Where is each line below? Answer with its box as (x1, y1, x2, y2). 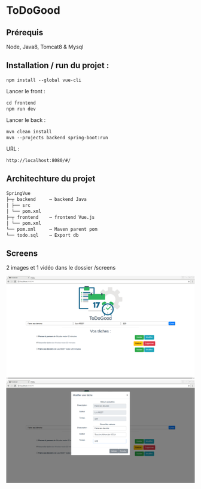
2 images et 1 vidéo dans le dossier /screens (6, 264, 116, 271)
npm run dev (6, 106, 36, 112)
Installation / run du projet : (6, 60, 109, 71)
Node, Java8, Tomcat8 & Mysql (6, 43, 84, 50)
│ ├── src (6, 202, 31, 208)
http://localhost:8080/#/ (6, 157, 71, 163)
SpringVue (6, 190, 31, 196)
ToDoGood (6, 4, 61, 17)
